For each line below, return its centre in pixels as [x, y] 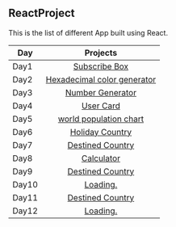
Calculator [101, 158]
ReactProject [42, 13]
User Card [101, 106]
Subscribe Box [101, 66]
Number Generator [101, 92]
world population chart [101, 119]
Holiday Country [101, 132]
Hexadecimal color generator [101, 79]
